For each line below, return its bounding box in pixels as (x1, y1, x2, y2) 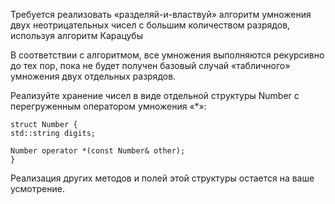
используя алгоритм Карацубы (10, 30, 143, 41)
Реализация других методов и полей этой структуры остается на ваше (10, 172, 315, 184)
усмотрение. (10, 183, 65, 194)
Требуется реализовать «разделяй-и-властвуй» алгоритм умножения (10, 9, 312, 20)
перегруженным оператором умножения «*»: (10, 100, 207, 112)
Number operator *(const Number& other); (10, 146, 186, 156)
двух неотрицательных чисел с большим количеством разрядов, (10, 19, 291, 31)
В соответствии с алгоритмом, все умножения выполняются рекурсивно (10, 49, 325, 61)
